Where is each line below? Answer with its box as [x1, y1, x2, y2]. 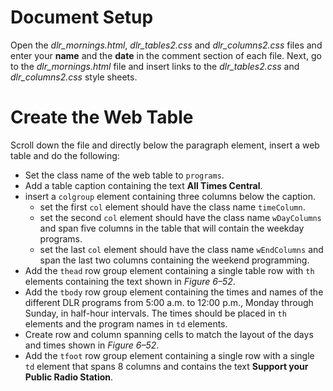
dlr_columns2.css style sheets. [10, 71, 138, 83]
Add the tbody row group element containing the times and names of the [24, 286, 324, 298]
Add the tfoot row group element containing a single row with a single [24, 349, 315, 361]
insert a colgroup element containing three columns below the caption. [24, 190, 316, 202]
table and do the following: [10, 149, 120, 161]
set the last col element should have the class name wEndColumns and [39, 243, 324, 255]
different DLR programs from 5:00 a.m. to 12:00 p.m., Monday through [24, 296, 314, 308]
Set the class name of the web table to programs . [24, 169, 225, 181]
